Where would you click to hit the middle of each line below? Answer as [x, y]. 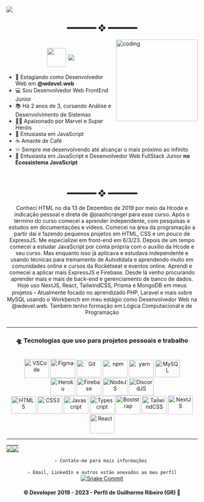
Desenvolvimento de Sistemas [53, 115]
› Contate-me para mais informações [101, 461]
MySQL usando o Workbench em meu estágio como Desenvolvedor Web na [102, 299]
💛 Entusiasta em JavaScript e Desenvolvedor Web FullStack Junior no [102, 156]
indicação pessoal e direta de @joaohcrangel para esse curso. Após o [102, 214]
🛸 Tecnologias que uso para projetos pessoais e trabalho [102, 341]
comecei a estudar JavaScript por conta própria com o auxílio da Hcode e [102, 247]
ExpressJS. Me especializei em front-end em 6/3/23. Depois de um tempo [102, 240]
